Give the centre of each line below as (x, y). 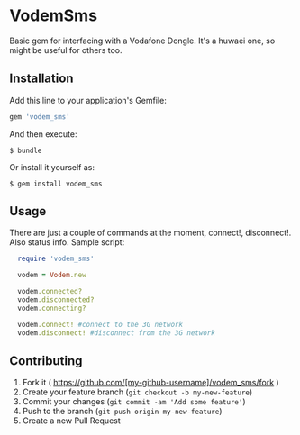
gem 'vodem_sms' (40, 117)
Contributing (46, 361)
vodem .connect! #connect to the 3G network (100, 324)
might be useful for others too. (66, 50)
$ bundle (26, 150)
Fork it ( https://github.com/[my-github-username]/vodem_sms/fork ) (150, 383)
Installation (41, 79)
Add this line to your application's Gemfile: (88, 100)
